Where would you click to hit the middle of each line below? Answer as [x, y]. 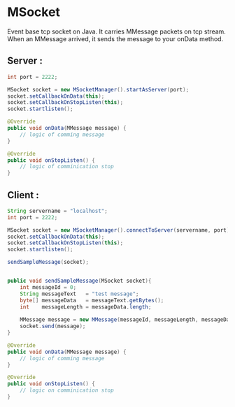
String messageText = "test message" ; [79, 294]
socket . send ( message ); [53, 326]
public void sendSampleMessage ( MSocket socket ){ [79, 281]
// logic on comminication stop [67, 391]
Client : [23, 195]
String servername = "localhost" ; [58, 211]
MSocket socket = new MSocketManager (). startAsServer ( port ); [98, 89]
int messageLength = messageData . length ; [86, 307]
